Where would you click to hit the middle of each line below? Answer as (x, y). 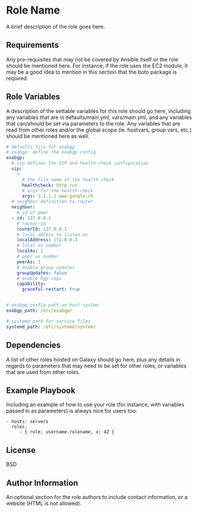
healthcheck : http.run (49, 185)
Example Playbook (41, 390)
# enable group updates (46, 267)
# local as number (39, 245)
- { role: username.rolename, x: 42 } (67, 432)
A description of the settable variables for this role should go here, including (98, 111)
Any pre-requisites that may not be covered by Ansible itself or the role (92, 59)
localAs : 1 (30, 251)
